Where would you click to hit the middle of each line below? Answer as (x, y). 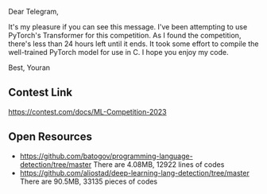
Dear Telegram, (34, 12)
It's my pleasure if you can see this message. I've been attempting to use (128, 27)
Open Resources (50, 137)
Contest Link (41, 93)
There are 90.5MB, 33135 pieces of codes (89, 181)
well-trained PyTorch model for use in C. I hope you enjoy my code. (118, 52)
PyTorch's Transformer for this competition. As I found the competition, (125, 35)
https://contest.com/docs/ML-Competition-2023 (87, 111)
